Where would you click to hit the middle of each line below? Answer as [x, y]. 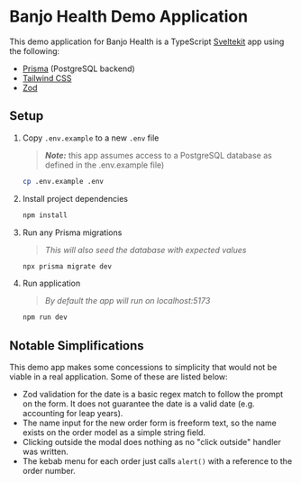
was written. [46, 451]
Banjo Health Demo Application [129, 17]
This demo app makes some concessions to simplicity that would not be [143, 368]
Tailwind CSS [47, 77]
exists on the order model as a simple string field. [114, 433]
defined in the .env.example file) [105, 165]
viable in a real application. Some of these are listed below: [119, 377]
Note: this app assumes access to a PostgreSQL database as [158, 155]
